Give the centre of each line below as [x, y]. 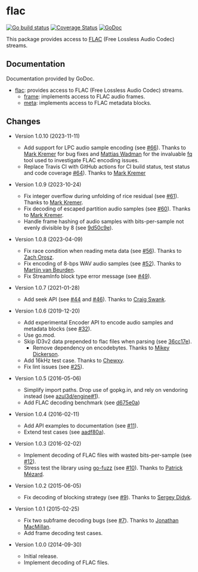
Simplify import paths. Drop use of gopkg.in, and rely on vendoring [106, 389]
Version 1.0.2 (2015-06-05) [48, 486]
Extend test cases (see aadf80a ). [64, 432]
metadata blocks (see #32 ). [58, 329]
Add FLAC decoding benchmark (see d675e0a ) [82, 402]
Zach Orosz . [39, 257]
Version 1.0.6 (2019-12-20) [47, 311]
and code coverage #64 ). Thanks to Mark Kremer [85, 173]
